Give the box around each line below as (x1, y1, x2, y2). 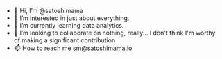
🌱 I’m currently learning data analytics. (13, 22, 124, 29)
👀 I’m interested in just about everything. (13, 14, 130, 22)
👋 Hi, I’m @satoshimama (13, 7, 83, 15)
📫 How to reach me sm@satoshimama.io (13, 44, 133, 52)
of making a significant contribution (13, 36, 116, 44)
